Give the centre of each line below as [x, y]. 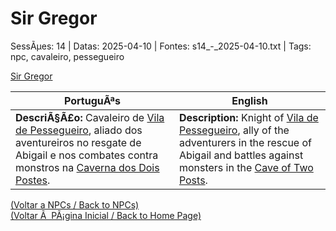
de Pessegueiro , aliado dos [79, 130]
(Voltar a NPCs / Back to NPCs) [75, 204]
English [249, 100]
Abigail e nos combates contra [87, 155]
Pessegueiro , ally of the [234, 130]
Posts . [193, 180]
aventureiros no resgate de [78, 142]
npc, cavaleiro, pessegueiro [67, 56]
